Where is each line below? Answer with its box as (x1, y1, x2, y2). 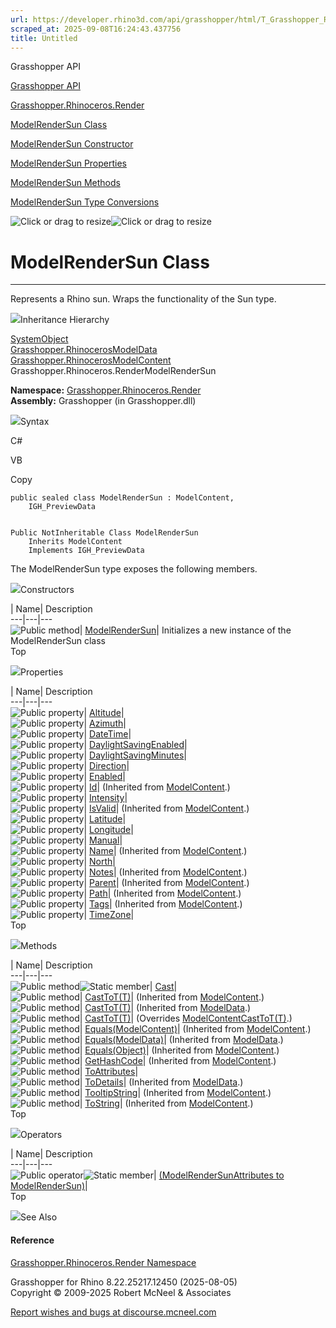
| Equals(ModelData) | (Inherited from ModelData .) (79, 1034, 284, 1046)
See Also (20, 1211, 58, 1223)
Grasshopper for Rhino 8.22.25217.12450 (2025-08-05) (10, 1276, 238, 1288)
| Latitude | (83, 813, 127, 825)
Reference (10, 1234, 55, 1246)
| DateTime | (83, 728, 132, 740)
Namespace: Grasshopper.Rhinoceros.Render (10, 384, 202, 396)
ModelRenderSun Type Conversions (10, 196, 160, 208)
